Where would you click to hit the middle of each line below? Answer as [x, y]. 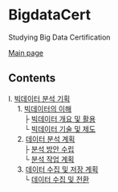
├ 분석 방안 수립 [49, 149]
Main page [26, 52]
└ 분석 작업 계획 [49, 159]
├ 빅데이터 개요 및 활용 [60, 119]
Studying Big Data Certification [59, 37]
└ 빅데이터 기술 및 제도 [60, 129]
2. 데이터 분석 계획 [46, 139]
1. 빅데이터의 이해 [45, 109]
